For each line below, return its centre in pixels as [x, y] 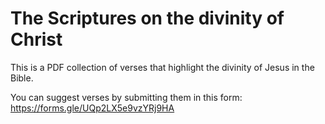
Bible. [22, 78]
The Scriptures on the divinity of [147, 18]
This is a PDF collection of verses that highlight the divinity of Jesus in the [162, 67]
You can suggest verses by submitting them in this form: [126, 97]
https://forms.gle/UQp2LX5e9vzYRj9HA [92, 108]
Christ [36, 39]
